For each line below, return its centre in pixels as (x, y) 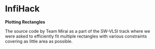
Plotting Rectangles (25, 22)
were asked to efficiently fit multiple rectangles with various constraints (76, 36)
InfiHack (22, 9)
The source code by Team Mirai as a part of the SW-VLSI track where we (78, 31)
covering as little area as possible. (39, 41)
